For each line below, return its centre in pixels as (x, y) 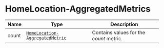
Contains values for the (119, 32)
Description (124, 24)
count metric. (107, 38)
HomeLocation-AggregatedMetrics (78, 9)
